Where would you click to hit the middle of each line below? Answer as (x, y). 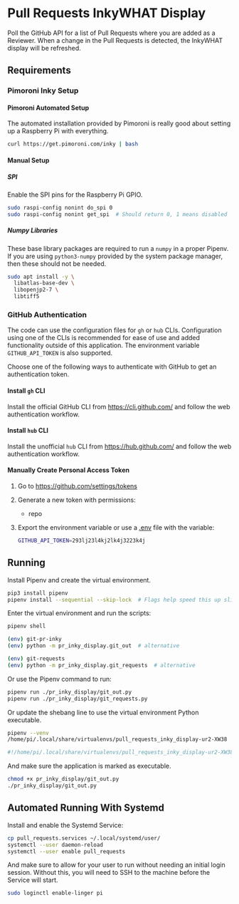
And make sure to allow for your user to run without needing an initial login (116, 865)
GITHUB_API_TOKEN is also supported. (60, 353)
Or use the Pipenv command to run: (59, 679)
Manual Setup (28, 160)
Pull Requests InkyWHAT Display (107, 13)
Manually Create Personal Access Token (69, 470)
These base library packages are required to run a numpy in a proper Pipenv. (118, 248)
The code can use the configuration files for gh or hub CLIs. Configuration (115, 330)
